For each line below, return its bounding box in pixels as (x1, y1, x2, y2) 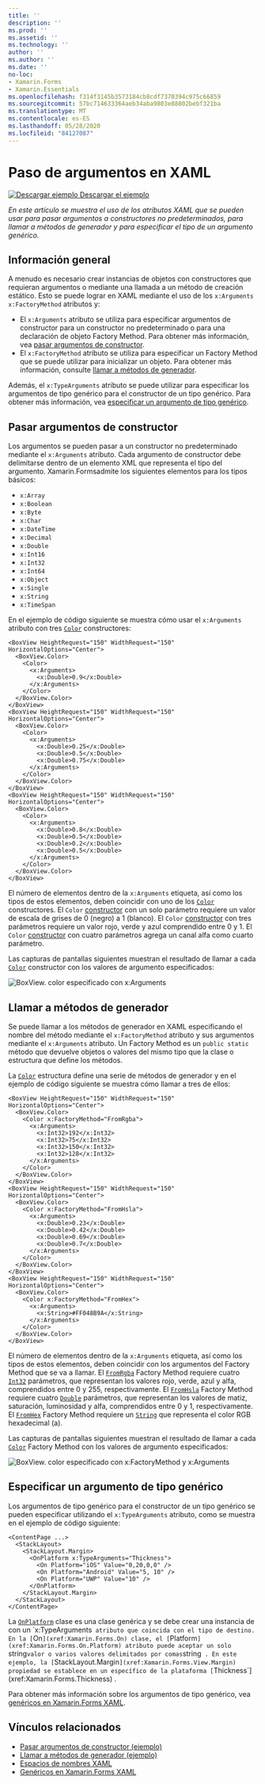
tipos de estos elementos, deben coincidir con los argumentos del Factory (8, 1360, 250, 1368)
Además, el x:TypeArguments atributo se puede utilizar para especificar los (8, 381, 249, 390)
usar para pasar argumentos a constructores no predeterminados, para (8, 213, 244, 223)
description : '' (8, 19, 62, 27)
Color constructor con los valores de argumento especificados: (8, 963, 215, 972)
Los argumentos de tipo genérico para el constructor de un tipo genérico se (8, 1501, 256, 1511)
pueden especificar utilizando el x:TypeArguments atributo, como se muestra (8, 1509, 256, 1519)
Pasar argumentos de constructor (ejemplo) (19, 1741, 162, 1751)
